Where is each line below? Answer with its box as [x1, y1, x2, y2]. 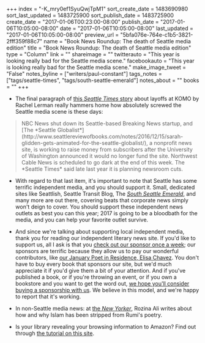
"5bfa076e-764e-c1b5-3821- [120, 31, 193, 39]
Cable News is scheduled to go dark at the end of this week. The [21, 159, 185, 166]
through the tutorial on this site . [15, 330, 95, 337]
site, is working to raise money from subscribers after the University [21, 146, 193, 153]
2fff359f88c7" [6, 38, 43, 45]
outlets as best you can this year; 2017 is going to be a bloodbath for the [15, 210, 198, 216]
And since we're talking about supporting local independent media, [15, 228, 185, 235]
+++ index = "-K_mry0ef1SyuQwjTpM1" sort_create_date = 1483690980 [6, 6, 188, 12]
